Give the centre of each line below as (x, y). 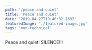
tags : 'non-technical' (29, 28)
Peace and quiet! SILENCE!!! (34, 42)
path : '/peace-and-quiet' (32, 10)
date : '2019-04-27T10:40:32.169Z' (41, 19)
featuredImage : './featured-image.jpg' (46, 24)
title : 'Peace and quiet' (32, 14)
